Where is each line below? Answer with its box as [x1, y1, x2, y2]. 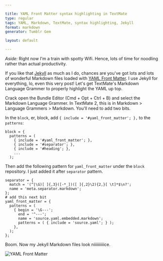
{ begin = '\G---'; [14, 208, 54, 212]
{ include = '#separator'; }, [14, 142, 75, 147]
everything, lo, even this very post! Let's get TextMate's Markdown [5, 81, 139, 86]
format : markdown [5, 25, 40, 30]
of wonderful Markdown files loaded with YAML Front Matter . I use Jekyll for [5, 76, 158, 81]
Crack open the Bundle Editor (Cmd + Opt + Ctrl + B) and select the [5, 95, 141, 101]
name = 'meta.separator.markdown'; [9, 186, 82, 191]
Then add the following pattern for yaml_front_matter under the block [5, 163, 145, 169]
